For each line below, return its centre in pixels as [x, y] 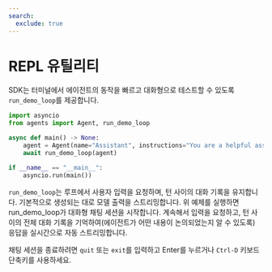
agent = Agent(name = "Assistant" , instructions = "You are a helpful [137, 146]
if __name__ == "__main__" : [56, 167]
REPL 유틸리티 [54, 66]
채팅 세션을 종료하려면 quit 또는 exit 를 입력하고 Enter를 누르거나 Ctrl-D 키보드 [134, 249]
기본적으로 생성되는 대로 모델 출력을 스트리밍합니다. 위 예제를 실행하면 [129, 202]
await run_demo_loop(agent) [70, 153]
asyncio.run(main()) [57, 175]
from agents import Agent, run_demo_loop [79, 123]
